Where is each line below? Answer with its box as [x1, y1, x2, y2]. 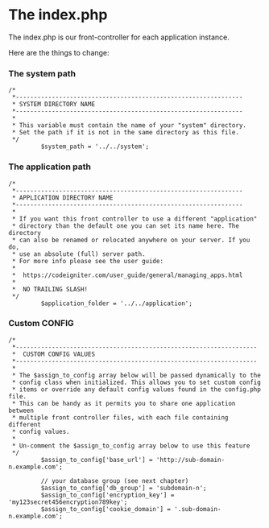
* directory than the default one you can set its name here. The [11, 221, 240, 230]
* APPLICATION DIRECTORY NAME [11, 193, 114, 202]
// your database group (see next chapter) [40, 476, 189, 485]
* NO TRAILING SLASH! [11, 285, 89, 293]
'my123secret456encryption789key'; [8, 497, 128, 506]
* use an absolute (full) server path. [11, 250, 147, 258]
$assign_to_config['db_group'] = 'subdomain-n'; [40, 484, 207, 492]
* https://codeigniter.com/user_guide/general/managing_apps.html [11, 271, 243, 279]
